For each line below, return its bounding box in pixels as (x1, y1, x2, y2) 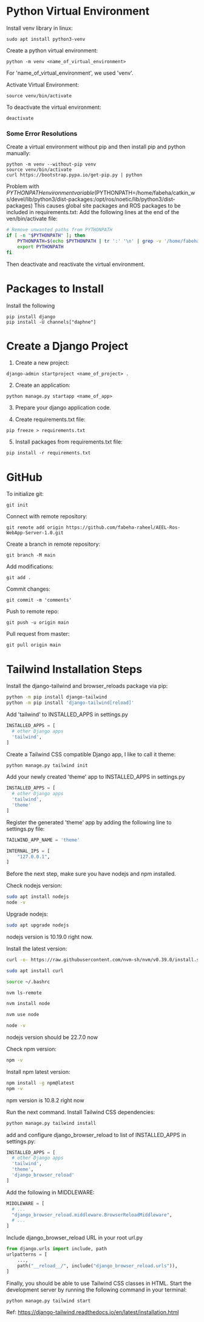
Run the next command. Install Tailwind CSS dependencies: (6, 1108, 155, 1116)
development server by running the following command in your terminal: (6, 1285, 187, 1293)
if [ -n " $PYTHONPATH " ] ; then (6, 232, 86, 238)
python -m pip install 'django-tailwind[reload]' (6, 700, 135, 706)
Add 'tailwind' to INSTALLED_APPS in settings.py (6, 711, 129, 718)
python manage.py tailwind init (6, 762, 88, 768)
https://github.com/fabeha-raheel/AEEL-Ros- (66, 524, 181, 531)
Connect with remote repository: (6, 513, 88, 520)
